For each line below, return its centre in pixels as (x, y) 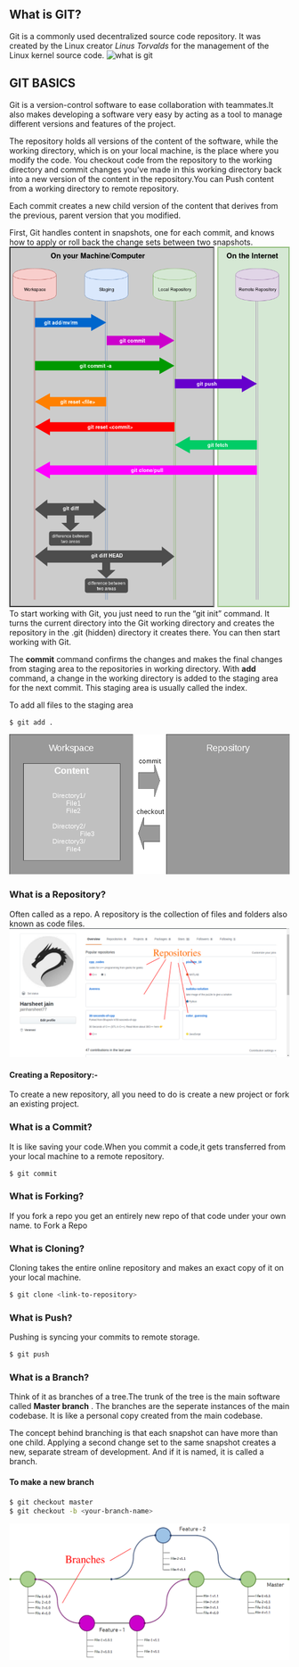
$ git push (29, 1355)
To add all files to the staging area (71, 705)
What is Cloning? (47, 1248)
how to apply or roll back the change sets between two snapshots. (131, 242)
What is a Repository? (58, 894)
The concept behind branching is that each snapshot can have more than (144, 1433)
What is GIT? (45, 15)
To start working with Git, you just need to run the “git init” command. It (139, 613)
